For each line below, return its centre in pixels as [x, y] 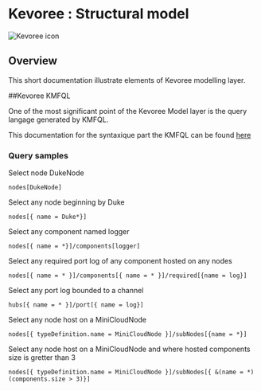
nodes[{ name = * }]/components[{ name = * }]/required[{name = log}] [128, 276]
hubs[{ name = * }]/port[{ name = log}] [76, 305]
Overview [33, 61]
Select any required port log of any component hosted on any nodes [120, 261]
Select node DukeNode [47, 173]
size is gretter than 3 [42, 358]
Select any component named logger [69, 232]
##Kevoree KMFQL [39, 96]
